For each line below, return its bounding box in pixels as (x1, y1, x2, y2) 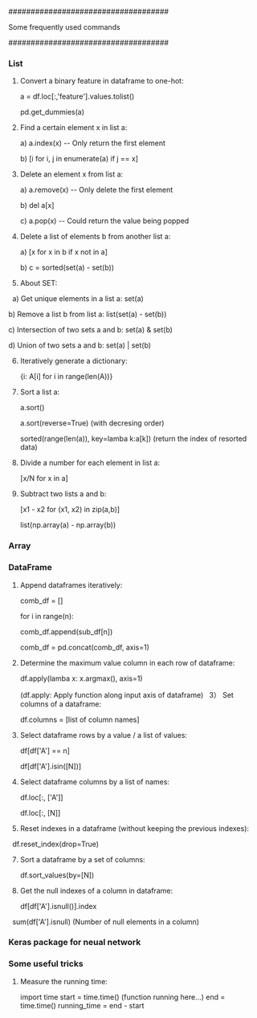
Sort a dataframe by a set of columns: (19, 854, 146, 864)
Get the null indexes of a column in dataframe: (19, 886, 173, 895)
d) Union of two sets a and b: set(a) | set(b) (8, 340, 151, 350)
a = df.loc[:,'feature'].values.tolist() (19, 92, 135, 101)
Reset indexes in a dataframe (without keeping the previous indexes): (19, 823, 250, 833)
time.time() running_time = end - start (19, 1000, 145, 1010)
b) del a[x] (19, 201, 55, 210)
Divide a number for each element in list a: (19, 458, 161, 468)
